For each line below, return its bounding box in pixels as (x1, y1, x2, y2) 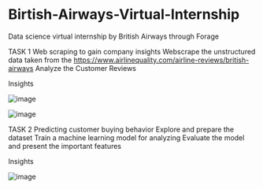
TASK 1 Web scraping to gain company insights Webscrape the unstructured (8, 46, 256, 56)
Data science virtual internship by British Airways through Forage (8, 31, 219, 41)
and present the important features (8, 141, 122, 150)
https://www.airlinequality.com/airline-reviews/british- (73, 55, 250, 65)
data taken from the (8, 55, 72, 65)
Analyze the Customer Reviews (35, 63, 136, 72)
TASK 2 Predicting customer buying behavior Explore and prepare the (8, 124, 235, 134)
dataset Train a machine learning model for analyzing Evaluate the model (8, 132, 245, 143)
